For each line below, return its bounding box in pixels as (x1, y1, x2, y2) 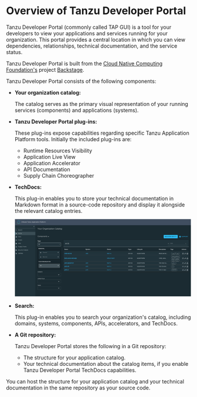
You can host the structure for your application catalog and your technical (6, 378, 185, 385)
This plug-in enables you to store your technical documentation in (14, 195, 174, 202)
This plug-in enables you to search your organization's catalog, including (14, 313, 191, 321)
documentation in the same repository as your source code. (6, 384, 151, 391)
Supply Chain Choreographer (23, 172, 94, 179)
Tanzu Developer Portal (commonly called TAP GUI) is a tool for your (6, 24, 172, 31)
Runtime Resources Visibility (23, 147, 93, 154)
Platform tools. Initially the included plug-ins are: (14, 135, 132, 142)
